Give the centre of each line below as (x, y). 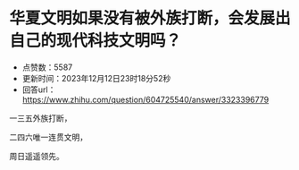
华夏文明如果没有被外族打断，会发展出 (150, 18)
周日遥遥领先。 (37, 156)
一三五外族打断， (41, 118)
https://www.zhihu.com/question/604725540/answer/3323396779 (145, 99)
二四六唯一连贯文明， (48, 137)
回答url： (39, 89)
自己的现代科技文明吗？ (96, 41)
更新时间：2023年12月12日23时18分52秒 (96, 78)
